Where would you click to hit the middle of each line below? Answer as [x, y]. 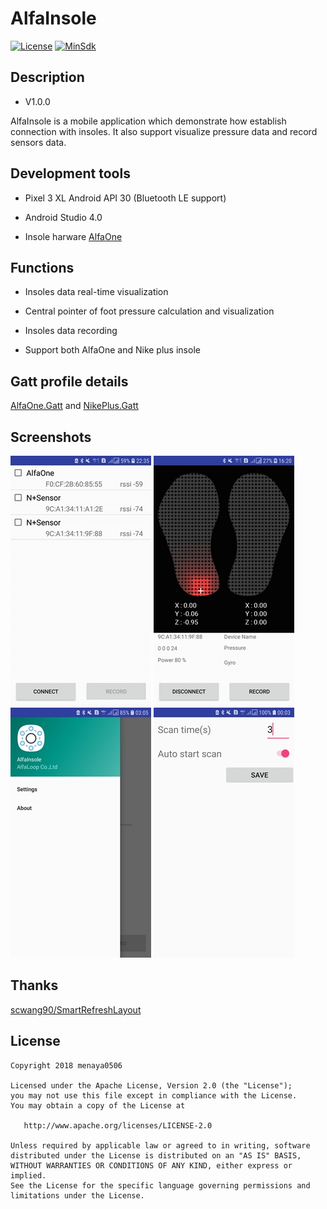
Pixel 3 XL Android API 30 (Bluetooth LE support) [125, 198]
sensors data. [38, 142]
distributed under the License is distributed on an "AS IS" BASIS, [156, 1155]
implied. [28, 1175]
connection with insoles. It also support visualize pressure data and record [164, 131]
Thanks [34, 985]
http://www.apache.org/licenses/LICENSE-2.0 [118, 1125]
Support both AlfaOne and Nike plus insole [112, 350]
